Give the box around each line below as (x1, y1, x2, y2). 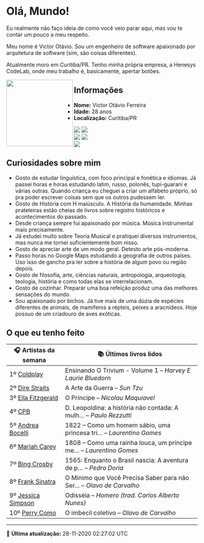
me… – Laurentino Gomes (64, 446, 138, 455)
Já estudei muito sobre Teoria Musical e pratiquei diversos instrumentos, (15, 232, 197, 240)
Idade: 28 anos (73, 108, 112, 115)
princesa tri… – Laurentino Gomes (64, 428, 162, 437)
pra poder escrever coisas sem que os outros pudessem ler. (15, 193, 166, 201)
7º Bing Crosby (9, 460, 53, 469)
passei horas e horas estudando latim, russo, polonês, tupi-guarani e (15, 180, 188, 188)
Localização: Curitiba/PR (73, 114, 137, 121)
